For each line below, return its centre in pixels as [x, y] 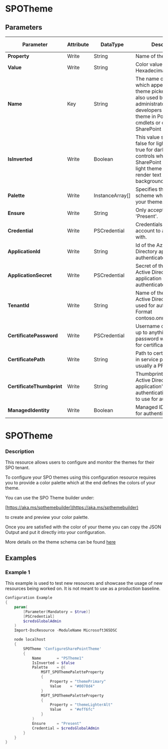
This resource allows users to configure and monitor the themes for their [80, 462]
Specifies [146, 189]
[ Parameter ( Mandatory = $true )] [57, 612]
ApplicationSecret [30, 275]
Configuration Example [29, 598]
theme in [145, 116]
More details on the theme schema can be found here [60, 542]
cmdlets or [148, 123]
